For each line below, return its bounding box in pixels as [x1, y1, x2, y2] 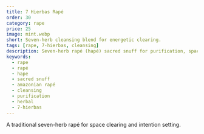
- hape [12, 71, 29, 77]
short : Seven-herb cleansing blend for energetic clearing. [6, 37, 162, 43]
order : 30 [6, 14, 32, 21]
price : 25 [6, 25, 32, 32]
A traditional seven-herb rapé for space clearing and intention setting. [6, 121, 181, 128]
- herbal [12, 98, 34, 104]
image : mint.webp [6, 31, 50, 37]
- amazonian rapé [12, 82, 56, 88]
